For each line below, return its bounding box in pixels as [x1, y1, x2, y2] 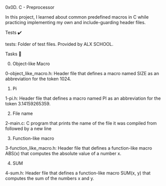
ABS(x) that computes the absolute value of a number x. [5, 151, 122, 156]
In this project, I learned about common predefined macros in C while [5, 14, 149, 20]
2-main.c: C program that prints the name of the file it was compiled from [5, 120, 157, 126]
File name [12, 110, 33, 116]
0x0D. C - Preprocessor [5, 5, 55, 10]
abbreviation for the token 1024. [5, 76, 71, 82]
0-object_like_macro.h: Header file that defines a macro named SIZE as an [5, 71, 159, 76]
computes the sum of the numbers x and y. [5, 175, 95, 181]
